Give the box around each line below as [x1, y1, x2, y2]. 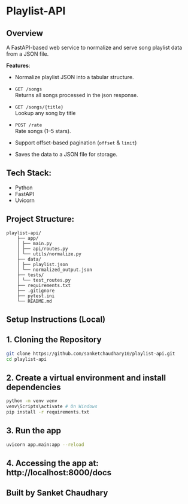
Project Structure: [6, 214, 75, 224]
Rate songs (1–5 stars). [14, 128, 71, 134]
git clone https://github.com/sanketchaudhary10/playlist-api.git [6, 351, 175, 357]
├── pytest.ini [17, 292, 55, 299]
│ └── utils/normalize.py [17, 251, 82, 257]
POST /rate [14, 122, 43, 128]
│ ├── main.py [17, 240, 52, 246]
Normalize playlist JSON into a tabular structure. [14, 74, 134, 80]
